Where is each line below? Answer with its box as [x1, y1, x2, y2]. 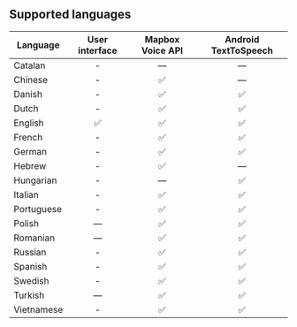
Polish [13, 217, 40, 229]
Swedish [13, 274, 49, 286]
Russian [13, 246, 47, 258]
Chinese [13, 73, 49, 86]
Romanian [13, 232, 56, 244]
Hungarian [13, 174, 57, 186]
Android [225, 33, 260, 45]
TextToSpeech [210, 44, 274, 57]
